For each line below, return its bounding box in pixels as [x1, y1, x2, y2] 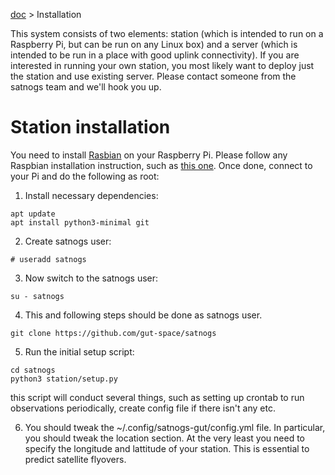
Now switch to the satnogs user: [24, 272, 159, 284]
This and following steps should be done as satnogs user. [24, 309, 263, 321]
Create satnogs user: [24, 235, 112, 247]
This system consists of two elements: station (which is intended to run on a [10, 28, 324, 39]
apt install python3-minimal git [10, 217, 150, 228]
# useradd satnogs [10, 254, 87, 264]
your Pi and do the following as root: [10, 170, 160, 182]
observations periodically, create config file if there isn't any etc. [10, 402, 276, 414]
